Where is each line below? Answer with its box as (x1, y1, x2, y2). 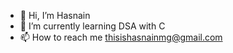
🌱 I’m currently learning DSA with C (19, 20, 166, 32)
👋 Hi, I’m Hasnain (19, 10, 91, 21)
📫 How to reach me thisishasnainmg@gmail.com (19, 31, 223, 43)
